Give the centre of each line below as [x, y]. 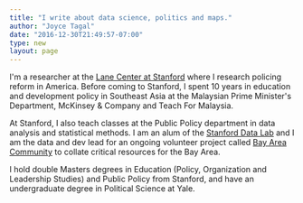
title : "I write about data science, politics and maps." [121, 18]
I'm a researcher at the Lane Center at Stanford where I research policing [146, 77]
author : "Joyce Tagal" [52, 26]
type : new [28, 43]
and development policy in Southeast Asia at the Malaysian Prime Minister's [151, 97]
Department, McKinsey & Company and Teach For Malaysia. [121, 106]
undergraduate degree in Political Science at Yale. [103, 189]
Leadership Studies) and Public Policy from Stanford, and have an [132, 179]
